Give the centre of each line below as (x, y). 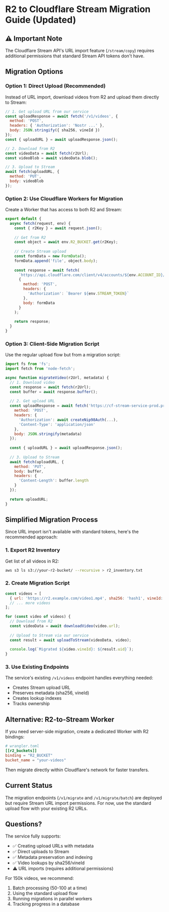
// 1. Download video (32, 382)
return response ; (32, 322)
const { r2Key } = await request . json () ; (58, 228)
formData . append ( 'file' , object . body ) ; (56, 261)
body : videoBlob (27, 181)
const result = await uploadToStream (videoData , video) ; (71, 640)
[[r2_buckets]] (21, 751)
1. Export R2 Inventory (33, 550)
